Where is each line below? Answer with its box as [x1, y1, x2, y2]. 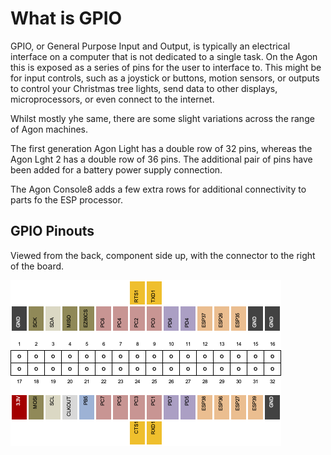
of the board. [10, 260, 65, 272]
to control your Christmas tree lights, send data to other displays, [10, 82, 278, 94]
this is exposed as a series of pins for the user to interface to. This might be [10, 61, 322, 73]
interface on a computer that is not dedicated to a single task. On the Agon [10, 50, 318, 62]
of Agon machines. [10, 123, 89, 135]
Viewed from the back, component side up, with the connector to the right [10, 249, 316, 261]
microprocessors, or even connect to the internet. [10, 93, 215, 105]
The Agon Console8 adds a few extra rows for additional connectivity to [10, 183, 307, 195]
